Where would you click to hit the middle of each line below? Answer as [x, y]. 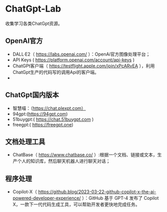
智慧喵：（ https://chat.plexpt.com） [49, 108]
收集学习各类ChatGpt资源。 [34, 23]
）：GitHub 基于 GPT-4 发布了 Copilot [120, 198]
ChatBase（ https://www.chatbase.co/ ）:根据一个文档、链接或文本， [85, 155]
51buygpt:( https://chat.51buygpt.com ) [53, 119]
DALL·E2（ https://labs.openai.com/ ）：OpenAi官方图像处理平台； [81, 54]
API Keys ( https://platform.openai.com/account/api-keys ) [74, 60]
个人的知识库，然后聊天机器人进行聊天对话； [64, 161]
